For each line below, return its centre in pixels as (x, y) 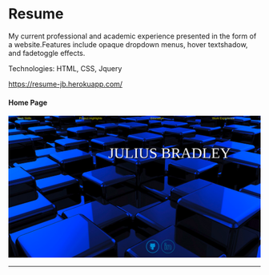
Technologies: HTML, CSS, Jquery (65, 68)
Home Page (28, 102)
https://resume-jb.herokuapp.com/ (65, 84)
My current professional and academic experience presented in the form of (132, 36)
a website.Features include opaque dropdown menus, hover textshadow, (128, 44)
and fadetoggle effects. (47, 53)
